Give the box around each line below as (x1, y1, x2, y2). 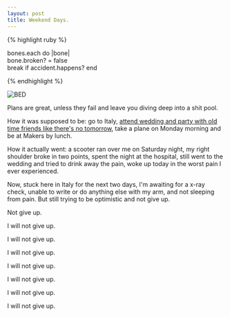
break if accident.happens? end (7, 63, 97, 72)
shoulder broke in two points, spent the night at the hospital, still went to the (7, 152, 223, 161)
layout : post (7, 10, 45, 17)
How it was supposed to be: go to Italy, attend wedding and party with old (7, 116, 218, 125)
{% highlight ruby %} (7, 35, 67, 43)
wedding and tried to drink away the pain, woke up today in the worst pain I (7, 159, 222, 167)
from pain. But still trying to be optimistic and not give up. (7, 194, 171, 203)
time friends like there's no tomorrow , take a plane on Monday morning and (7, 124, 221, 132)
